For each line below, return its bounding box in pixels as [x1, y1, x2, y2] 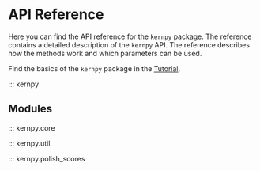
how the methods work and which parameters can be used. [8, 48, 202, 58]
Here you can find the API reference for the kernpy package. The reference [8, 32, 252, 41]
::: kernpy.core [8, 123, 55, 132]
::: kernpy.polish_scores [8, 154, 85, 163]
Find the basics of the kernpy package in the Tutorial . [8, 63, 181, 73]
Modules [8, 102, 53, 116]
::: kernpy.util [8, 139, 51, 148]
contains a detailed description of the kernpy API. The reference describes [8, 40, 251, 49]
